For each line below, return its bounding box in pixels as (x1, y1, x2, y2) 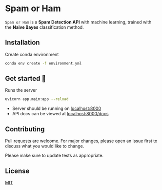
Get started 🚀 (5, 74, 46, 83)
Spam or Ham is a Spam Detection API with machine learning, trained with (5, 19, 152, 25)
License (5, 167, 30, 175)
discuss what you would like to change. (5, 143, 84, 149)
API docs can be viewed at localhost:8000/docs (12, 111, 109, 117)
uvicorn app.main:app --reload (5, 97, 69, 102)
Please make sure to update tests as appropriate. (5, 152, 104, 159)
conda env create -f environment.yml (5, 61, 82, 66)
